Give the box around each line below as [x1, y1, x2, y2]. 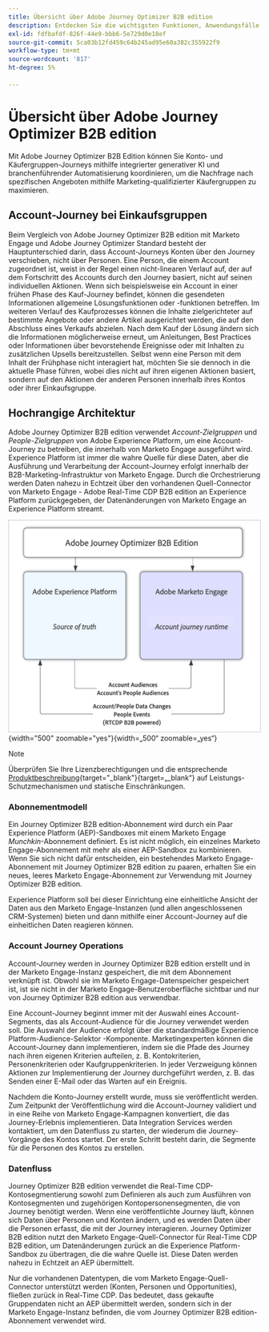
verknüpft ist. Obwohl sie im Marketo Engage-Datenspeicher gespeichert [8, 975, 250, 985]
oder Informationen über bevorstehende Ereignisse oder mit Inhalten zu [8, 341, 244, 350]
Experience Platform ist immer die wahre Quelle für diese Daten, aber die [8, 453, 249, 462]
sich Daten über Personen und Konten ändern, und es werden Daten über [8, 1215, 251, 1225]
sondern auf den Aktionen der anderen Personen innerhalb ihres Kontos [8, 374, 246, 384]
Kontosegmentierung [8, 1189, 78, 1199]
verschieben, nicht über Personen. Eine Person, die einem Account [8, 255, 230, 264]
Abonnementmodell [8, 801, 88, 813]
